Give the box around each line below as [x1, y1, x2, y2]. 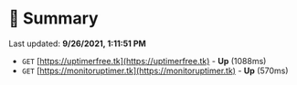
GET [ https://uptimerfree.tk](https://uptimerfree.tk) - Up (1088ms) [21, 55, 267, 66]
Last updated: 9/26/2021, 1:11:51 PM [8, 38, 147, 49]
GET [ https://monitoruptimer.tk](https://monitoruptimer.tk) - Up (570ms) [21, 65, 289, 76]
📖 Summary [8, 8, 99, 29]
